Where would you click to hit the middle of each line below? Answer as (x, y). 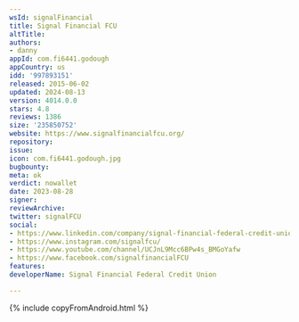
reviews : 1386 (36, 117)
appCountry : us (37, 68)
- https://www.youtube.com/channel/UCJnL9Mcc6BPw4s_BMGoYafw (125, 250)
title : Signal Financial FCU (63, 26)
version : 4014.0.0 (43, 100)
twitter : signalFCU (45, 216)
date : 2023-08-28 (41, 192)
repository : (31, 142)
